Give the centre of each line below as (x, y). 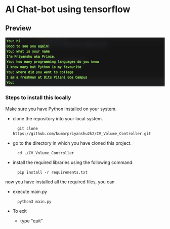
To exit (19, 211)
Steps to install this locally (38, 97)
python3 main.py (34, 202)
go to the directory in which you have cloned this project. (72, 143)
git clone (28, 128)
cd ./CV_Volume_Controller (46, 153)
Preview (18, 28)
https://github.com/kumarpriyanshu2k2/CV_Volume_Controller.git (82, 134)
